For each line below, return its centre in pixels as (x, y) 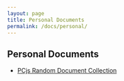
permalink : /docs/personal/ (48, 26)
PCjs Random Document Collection (67, 71)
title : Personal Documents (46, 20)
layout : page (26, 13)
